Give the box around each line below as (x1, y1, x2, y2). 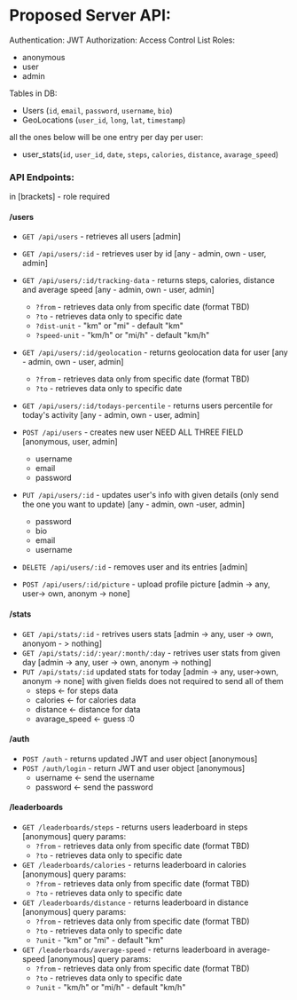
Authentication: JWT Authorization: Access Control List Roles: (9, 35, 235, 45)
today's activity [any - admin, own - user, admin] (21, 410, 200, 421)
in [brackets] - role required (9, 192, 111, 202)
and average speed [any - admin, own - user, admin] (21, 285, 215, 295)
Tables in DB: (9, 88, 58, 98)
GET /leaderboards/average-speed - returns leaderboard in (21, 944, 236, 955)
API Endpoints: (9, 170, 75, 183)
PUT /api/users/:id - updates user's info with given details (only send (21, 490, 279, 500)
